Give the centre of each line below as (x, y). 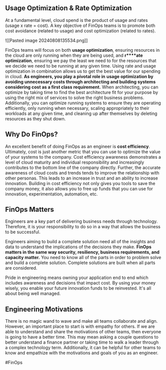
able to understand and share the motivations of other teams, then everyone (83, 332)
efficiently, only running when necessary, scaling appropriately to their (77, 108)
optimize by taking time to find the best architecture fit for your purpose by (82, 92)
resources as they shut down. (36, 118)
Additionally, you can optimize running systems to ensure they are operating (83, 103)
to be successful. (23, 232)
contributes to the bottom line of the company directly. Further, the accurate (83, 167)
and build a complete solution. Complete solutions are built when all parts (80, 263)
